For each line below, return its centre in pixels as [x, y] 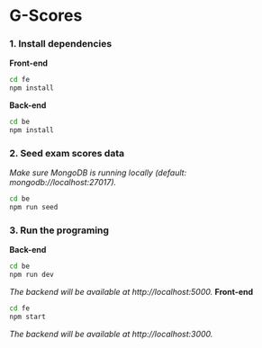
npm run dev [32, 275]
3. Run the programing [59, 230]
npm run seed [34, 208]
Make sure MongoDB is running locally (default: [98, 173]
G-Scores [46, 16]
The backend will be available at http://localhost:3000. [111, 334]
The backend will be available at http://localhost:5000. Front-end [131, 292]
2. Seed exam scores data [67, 153]
